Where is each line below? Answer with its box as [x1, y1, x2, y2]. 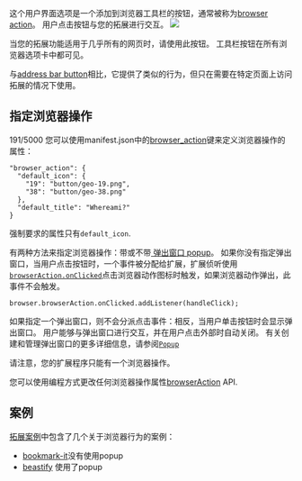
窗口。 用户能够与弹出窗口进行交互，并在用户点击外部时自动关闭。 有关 [16, 327, 281, 338]
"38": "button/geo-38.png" [25, 187, 127, 196]
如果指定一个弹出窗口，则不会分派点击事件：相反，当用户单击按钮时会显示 [9, 315, 285, 326]
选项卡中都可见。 [24, 50, 88, 60]
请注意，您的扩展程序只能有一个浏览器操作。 [9, 357, 175, 368]
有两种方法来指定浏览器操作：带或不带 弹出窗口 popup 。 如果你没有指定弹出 [9, 247, 292, 258]
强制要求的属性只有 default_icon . [9, 228, 131, 239]
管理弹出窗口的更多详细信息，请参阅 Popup [24, 338, 180, 349]
